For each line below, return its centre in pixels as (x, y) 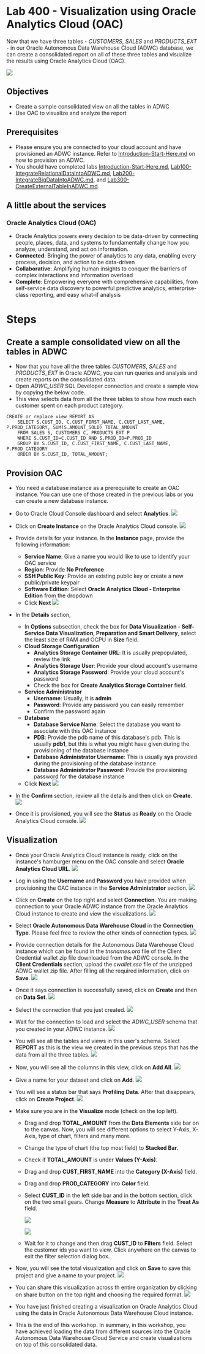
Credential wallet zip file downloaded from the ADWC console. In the (102, 957)
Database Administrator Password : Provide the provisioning (110, 770)
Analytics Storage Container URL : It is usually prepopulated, (110, 653)
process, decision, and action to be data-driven (75, 262)
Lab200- (124, 173)
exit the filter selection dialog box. (67, 1256)
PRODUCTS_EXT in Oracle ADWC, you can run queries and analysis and (106, 373)
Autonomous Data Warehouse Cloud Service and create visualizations (103, 1337)
